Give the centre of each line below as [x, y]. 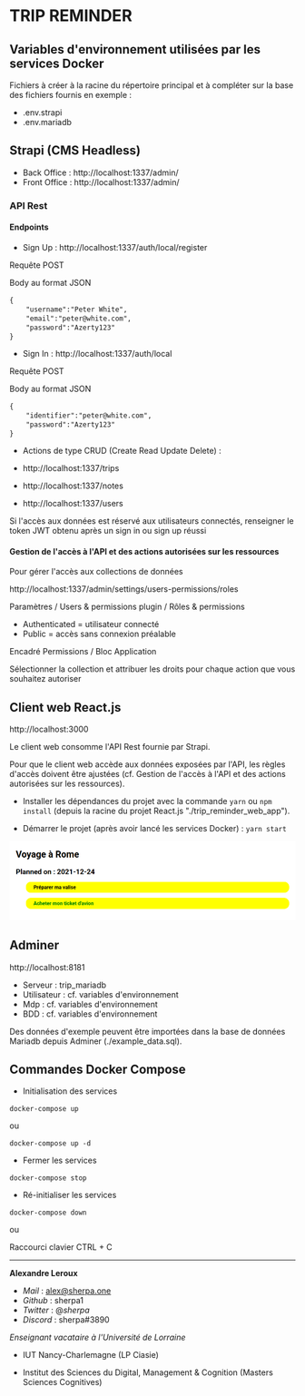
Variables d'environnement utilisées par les [135, 49]
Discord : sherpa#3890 [66, 1320]
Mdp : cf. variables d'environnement [90, 1004]
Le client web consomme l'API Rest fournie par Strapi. [110, 746]
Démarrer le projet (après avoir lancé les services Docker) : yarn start [155, 828]
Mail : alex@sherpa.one [67, 1291]
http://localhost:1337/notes [73, 486]
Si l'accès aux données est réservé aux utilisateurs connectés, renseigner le [152, 521]
